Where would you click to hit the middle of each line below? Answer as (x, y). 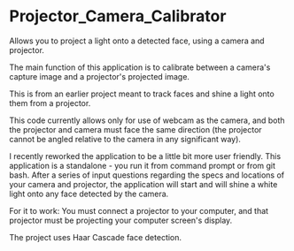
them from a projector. (50, 103)
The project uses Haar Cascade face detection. (96, 237)
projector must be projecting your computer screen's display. (121, 220)
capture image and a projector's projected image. (100, 76)
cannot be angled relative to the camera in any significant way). (125, 139)
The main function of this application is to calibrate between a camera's (140, 67)
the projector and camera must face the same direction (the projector (136, 129)
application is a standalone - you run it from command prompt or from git (143, 165)
